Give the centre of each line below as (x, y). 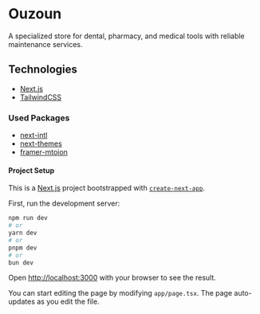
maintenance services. (45, 44)
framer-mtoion (43, 152)
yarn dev (23, 233)
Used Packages (39, 118)
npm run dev (28, 218)
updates (22, 302)
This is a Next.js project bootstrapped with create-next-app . (107, 188)
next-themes (41, 143)
